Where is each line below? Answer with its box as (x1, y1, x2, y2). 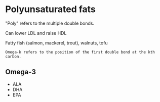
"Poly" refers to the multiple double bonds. (5, 20, 95, 26)
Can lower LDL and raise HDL (5, 30, 67, 36)
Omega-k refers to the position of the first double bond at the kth (5, 49, 155, 55)
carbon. (5, 54, 22, 59)
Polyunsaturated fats (5, 4, 96, 15)
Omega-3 (5, 68, 36, 76)
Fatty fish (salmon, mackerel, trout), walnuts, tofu (5, 39, 108, 46)
